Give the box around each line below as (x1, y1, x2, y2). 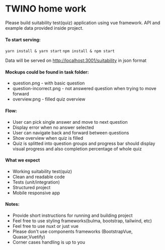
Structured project (12, 184, 51, 190)
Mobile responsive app (12, 190, 60, 196)
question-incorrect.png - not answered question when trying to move (12, 86, 157, 92)
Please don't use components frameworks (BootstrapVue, (12, 228, 133, 234)
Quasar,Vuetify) (12, 233, 45, 239)
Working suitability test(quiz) (12, 168, 72, 174)
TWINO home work (5, 3, 87, 15)
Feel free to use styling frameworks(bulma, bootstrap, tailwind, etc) (12, 217, 152, 224)
